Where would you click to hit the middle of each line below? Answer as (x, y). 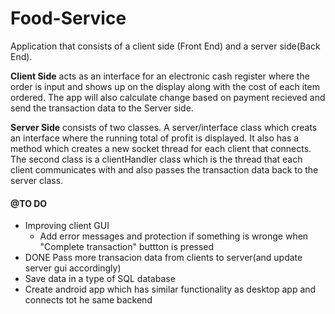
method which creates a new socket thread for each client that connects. (161, 148)
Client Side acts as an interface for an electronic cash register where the (160, 76)
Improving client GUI (67, 226)
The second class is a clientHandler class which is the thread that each (156, 159)
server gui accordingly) (73, 268)
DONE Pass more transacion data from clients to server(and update (163, 258)
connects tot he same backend (88, 300)
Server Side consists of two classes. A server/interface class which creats (164, 127)
